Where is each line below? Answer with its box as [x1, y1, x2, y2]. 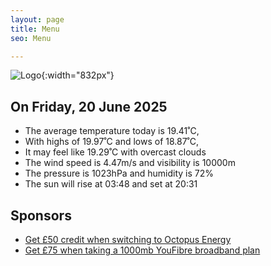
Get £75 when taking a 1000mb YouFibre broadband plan [24, 244, 261, 256]
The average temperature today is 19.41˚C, [24, 125, 200, 137]
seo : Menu [10, 33, 52, 43]
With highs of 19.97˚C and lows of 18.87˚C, [24, 136, 200, 148]
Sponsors [10, 207, 72, 224]
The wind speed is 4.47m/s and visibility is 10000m [24, 157, 236, 169]
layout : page [10, 14, 65, 25]
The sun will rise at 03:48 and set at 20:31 [24, 178, 198, 190]
